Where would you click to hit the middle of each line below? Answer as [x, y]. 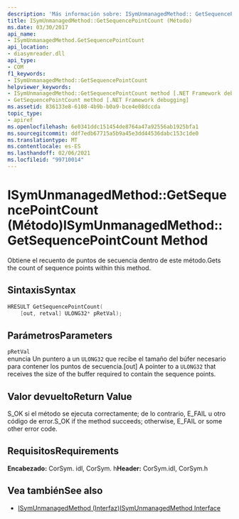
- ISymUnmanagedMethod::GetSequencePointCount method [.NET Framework [114, 93]
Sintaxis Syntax [42, 291]
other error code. [33, 429]
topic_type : [25, 113]
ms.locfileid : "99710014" [46, 160]
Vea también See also [55, 491]
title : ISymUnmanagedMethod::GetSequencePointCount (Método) [100, 21]
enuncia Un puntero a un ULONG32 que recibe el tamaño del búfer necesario [117, 359]
